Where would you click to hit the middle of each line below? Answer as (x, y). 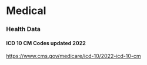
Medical (26, 11)
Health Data (24, 29)
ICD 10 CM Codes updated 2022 (46, 43)
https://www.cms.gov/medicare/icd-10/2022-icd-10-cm (73, 56)
